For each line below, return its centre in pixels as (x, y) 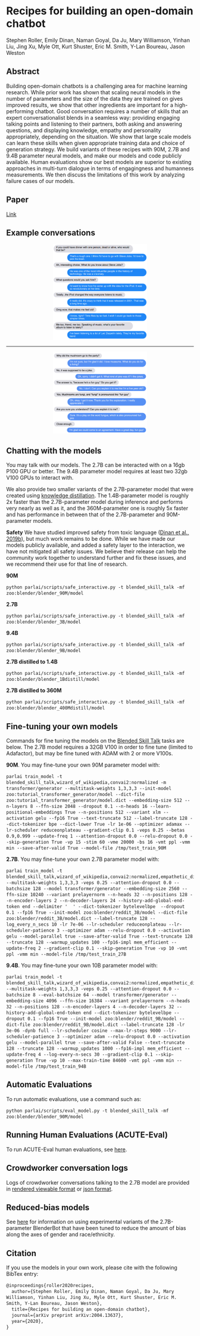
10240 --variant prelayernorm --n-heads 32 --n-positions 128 (109, 895)
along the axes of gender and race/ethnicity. (60, 1235)
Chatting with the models (54, 450)
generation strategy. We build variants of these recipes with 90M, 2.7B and (98, 149)
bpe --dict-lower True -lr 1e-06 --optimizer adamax (115, 824)
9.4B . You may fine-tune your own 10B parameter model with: (82, 965)
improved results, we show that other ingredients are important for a (90, 105)
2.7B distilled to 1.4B (32, 662)
